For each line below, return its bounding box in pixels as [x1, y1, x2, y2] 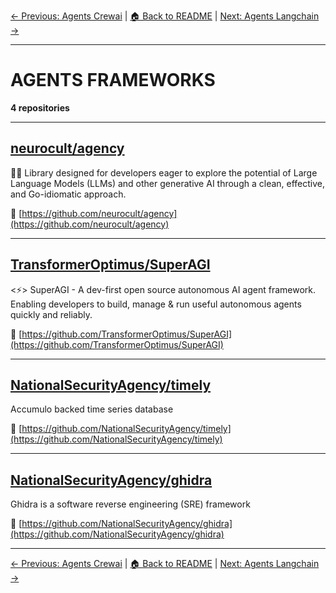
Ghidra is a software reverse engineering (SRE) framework [10, 498, 251, 510]
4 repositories [10, 101, 70, 114]
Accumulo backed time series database [10, 403, 174, 415]
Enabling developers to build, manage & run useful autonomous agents [10, 298, 302, 310]
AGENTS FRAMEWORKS [10, 69, 216, 92]
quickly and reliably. [10, 308, 93, 320]
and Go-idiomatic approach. [10, 188, 127, 200]
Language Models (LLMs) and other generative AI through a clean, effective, [10, 177, 326, 189]
